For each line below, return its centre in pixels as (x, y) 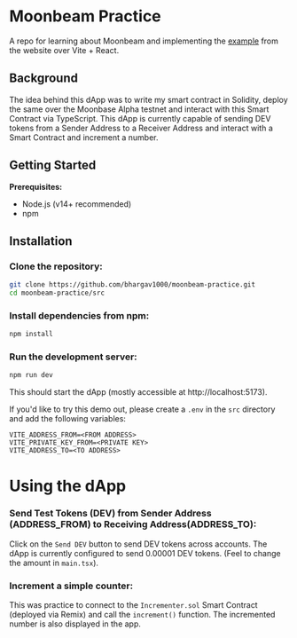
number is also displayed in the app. (75, 624)
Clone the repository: (56, 266)
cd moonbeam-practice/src (57, 293)
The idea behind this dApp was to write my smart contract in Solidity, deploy (148, 99)
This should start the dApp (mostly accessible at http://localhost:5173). (138, 392)
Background (43, 79)
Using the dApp (68, 486)
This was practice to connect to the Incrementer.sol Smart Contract (134, 605)
